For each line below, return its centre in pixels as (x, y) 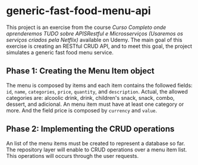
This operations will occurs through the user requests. (72, 156)
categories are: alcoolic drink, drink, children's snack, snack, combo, (90, 98)
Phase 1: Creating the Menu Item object (80, 71)
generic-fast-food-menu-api (78, 11)
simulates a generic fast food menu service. (60, 52)
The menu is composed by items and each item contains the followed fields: (99, 85)
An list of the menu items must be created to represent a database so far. (96, 143)
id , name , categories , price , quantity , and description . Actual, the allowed (97, 91)
